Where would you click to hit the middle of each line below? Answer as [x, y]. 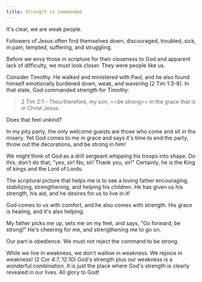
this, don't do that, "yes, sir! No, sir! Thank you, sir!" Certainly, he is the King [101, 162]
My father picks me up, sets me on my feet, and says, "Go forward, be [93, 223]
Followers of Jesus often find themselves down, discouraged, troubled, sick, [101, 40]
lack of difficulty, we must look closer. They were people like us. [86, 65]
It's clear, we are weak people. [44, 29]
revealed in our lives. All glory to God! [53, 272]
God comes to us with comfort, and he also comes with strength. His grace [99, 205]
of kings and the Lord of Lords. [45, 168]
